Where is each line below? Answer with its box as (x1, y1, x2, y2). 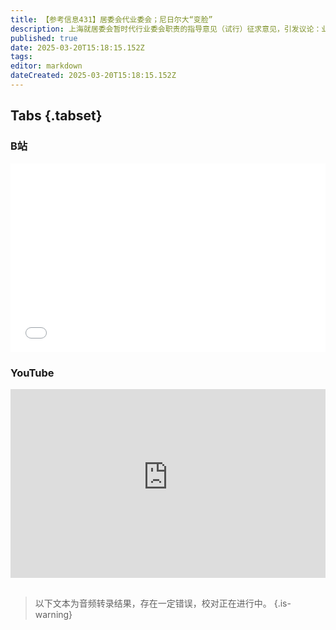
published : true (10, 33, 78, 43)
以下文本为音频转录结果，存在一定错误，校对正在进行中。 (34, 597, 272, 609)
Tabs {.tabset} (10, 107, 103, 125)
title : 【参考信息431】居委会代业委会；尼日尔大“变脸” (10, 14, 213, 25)
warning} (34, 609, 73, 620)
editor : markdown (10, 61, 83, 71)
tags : (10, 52, 33, 62)
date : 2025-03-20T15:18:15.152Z (10, 42, 145, 53)
